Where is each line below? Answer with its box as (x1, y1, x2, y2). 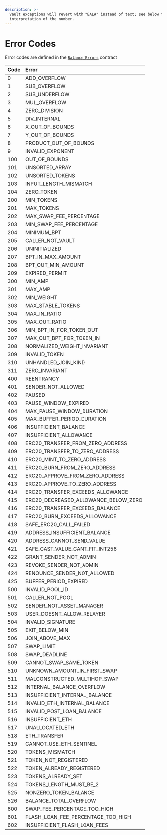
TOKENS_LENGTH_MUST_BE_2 (25, 781, 99, 788)
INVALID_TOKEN (25, 351, 64, 358)
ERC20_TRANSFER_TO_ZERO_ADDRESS (25, 448, 119, 455)
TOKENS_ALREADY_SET (25, 773, 83, 780)
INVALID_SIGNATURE (25, 619, 76, 626)
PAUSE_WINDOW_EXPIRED (25, 400, 89, 407)
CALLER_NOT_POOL (25, 594, 74, 601)
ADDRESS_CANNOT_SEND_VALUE (25, 537, 105, 544)
